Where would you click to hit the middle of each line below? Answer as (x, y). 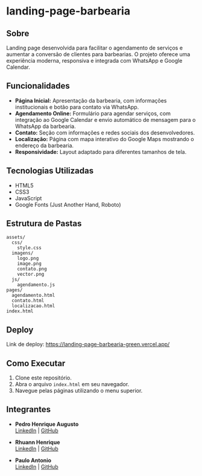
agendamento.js (36, 285)
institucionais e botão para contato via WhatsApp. (77, 107)
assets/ (16, 237)
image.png (30, 264)
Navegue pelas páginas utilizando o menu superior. (79, 391)
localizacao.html (33, 306)
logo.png (28, 259)
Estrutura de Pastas (44, 224)
